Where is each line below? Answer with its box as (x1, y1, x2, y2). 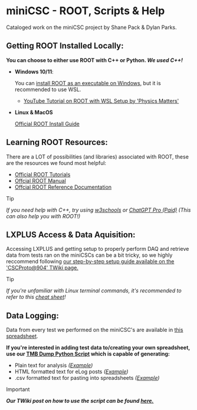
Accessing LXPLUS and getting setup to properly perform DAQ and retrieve (6, 246, 189, 253)
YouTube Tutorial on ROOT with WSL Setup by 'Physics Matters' (23, 97, 179, 104)
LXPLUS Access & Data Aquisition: (6, 230, 136, 240)
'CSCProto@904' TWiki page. (6, 264, 78, 272)
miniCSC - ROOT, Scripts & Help (6, 4, 165, 18)
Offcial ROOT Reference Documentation (14, 183, 112, 191)
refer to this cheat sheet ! (6, 293, 66, 301)
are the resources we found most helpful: (6, 159, 107, 166)
